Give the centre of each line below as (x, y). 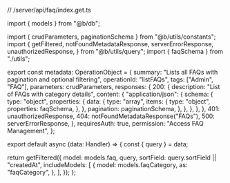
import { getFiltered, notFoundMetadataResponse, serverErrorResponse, (111, 44)
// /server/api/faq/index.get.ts (49, 10)
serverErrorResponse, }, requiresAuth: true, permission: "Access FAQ (105, 123)
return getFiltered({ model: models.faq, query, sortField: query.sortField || (112, 157)
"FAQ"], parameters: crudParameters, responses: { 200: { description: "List (114, 87)
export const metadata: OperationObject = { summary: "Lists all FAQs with (113, 72)
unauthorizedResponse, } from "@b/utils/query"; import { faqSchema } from (115, 51)
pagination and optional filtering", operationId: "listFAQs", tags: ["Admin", (111, 79)
